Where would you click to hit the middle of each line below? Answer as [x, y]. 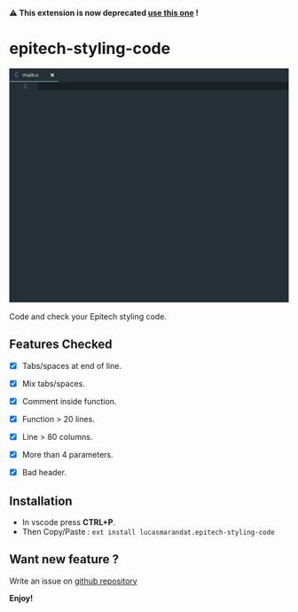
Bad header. [44, 473]
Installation [41, 501]
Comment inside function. [69, 401]
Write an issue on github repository [73, 581]
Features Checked [61, 345]
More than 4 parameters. [67, 455]
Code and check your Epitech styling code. [88, 316]
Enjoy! [21, 598]
